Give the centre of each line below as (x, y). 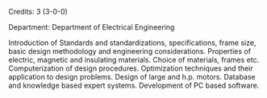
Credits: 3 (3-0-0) (38, 12)
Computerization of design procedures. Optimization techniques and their (131, 68)
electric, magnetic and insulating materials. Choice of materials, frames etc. (134, 60)
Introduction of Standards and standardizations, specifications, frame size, (132, 43)
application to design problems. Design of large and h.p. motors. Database (132, 77)
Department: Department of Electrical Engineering (92, 27)
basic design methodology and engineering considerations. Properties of (130, 51)
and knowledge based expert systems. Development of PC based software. (134, 85)
